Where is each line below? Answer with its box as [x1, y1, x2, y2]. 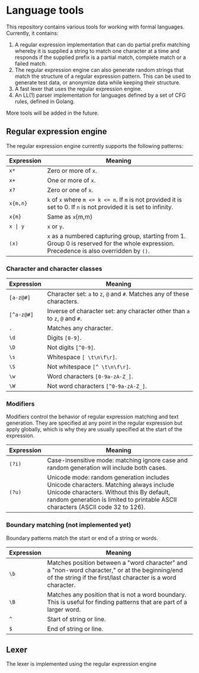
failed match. [14, 60, 47, 67]
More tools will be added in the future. [6, 109, 99, 116]
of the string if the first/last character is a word [47, 573, 176, 582]
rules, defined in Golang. [14, 97, 75, 105]
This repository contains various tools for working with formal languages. [6, 23, 185, 30]
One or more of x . [47, 176, 96, 184]
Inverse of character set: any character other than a [47, 307, 190, 315]
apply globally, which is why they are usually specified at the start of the [6, 426, 182, 433]
